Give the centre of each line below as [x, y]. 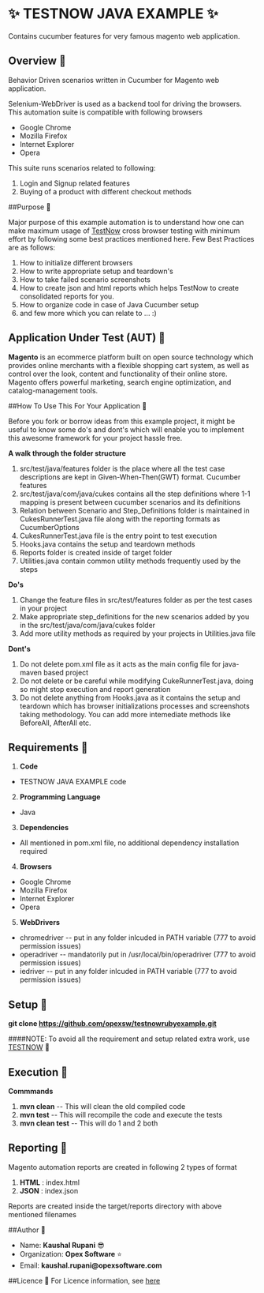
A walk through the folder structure [67, 453]
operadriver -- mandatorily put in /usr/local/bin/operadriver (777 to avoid [138, 955]
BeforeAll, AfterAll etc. [56, 723]
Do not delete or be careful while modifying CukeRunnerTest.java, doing [136, 681]
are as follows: [32, 247]
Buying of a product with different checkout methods [105, 191]
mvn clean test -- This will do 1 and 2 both [89, 1123]
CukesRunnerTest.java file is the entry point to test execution [118, 536]
